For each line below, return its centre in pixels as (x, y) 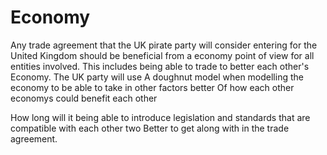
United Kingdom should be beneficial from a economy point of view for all (162, 55)
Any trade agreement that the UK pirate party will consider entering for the (164, 45)
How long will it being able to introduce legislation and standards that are (160, 117)
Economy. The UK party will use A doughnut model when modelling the (157, 77)
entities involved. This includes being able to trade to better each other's (160, 66)
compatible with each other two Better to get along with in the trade (150, 128)
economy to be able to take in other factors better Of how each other (152, 87)
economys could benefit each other (84, 98)
